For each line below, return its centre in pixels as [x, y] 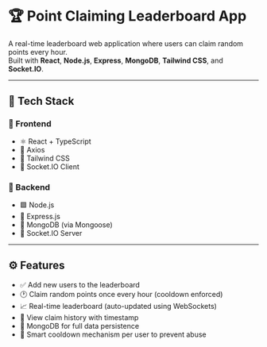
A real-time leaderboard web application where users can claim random [126, 43]
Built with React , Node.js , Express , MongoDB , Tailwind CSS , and [116, 60]
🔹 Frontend [30, 124]
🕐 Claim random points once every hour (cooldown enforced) [121, 294]
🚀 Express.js [40, 216]
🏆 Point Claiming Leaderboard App [128, 16]
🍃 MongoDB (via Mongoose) [66, 225]
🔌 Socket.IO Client [49, 166]
